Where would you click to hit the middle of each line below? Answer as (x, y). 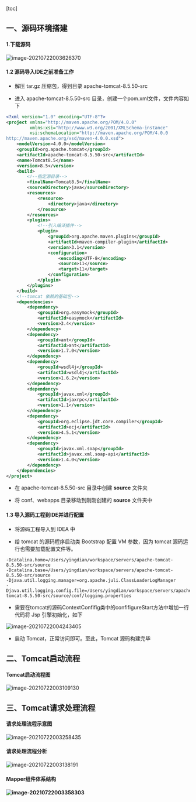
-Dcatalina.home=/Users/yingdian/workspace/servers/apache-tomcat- (90, 560)
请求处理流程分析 (27, 751)
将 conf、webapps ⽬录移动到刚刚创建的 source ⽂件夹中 (83, 501)
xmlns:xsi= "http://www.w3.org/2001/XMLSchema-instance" (99, 128)
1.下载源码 (18, 44)
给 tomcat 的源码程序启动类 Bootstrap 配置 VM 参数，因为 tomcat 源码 (99, 541)
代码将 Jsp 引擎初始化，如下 (48, 615)
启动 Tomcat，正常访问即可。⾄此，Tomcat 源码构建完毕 (83, 638)
